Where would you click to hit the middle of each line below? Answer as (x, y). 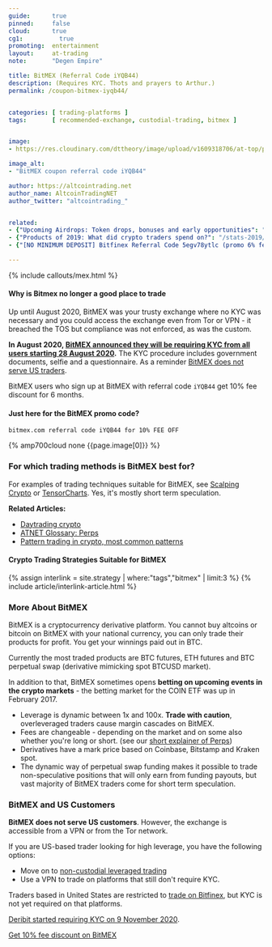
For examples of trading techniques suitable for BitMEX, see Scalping (124, 484)
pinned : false (39, 23)
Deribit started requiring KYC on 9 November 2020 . (94, 919)
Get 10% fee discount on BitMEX (63, 935)
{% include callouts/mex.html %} (63, 275)
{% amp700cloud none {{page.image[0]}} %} (84, 445)
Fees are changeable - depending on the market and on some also (131, 733)
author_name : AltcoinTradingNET (63, 193)
